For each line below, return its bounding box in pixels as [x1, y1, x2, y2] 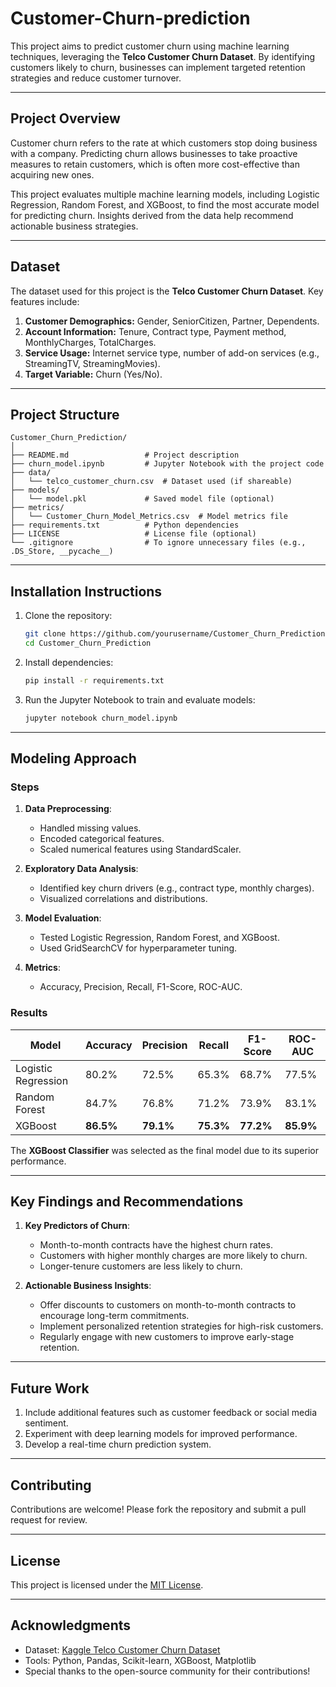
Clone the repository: [24, 610, 113, 622]
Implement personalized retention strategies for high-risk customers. [39, 1320, 324, 1332]
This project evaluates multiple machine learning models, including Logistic [10, 188, 320, 200]
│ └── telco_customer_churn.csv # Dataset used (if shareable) [10, 477, 293, 487]
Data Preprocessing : [24, 803, 112, 815]
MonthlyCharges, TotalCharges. [24, 336, 157, 348]
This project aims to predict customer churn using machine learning [10, 40, 290, 52]
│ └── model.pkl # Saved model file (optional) [10, 494, 275, 504]
